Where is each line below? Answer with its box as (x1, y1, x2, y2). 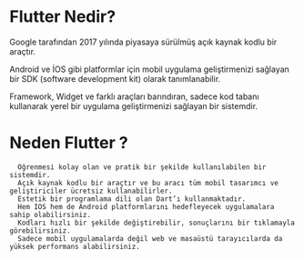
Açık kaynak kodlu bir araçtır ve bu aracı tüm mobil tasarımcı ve (17, 178, 279, 187)
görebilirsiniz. (9, 225, 71, 235)
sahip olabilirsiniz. (9, 210, 92, 219)
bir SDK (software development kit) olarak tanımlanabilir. (9, 73, 221, 84)
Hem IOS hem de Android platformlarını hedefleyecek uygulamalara (17, 202, 275, 211)
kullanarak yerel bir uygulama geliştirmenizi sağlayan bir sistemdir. (9, 100, 258, 111)
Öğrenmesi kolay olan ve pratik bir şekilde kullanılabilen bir (17, 162, 267, 172)
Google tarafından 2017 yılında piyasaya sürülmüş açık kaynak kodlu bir (9, 36, 278, 47)
